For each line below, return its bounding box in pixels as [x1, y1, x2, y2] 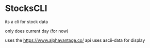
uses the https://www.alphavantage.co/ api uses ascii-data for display [5, 37, 145, 43]
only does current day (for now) [5, 28, 69, 34]
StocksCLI [5, 3, 48, 14]
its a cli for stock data [5, 19, 48, 24]
